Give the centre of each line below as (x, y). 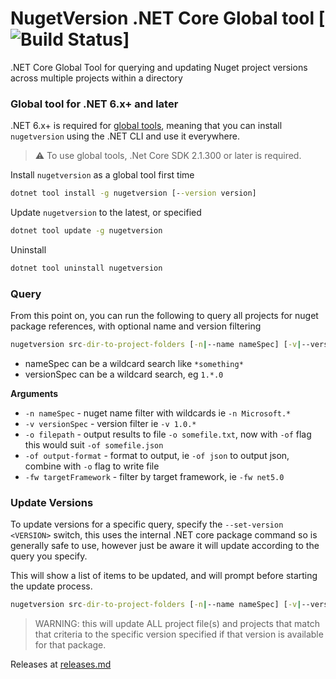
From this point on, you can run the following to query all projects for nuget (164, 316)
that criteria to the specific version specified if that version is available (179, 634)
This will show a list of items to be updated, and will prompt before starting (164, 576)
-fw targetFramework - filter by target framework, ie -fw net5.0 (154, 477)
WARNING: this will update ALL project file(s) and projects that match (177, 624)
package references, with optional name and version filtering (136, 326)
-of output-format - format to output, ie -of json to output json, (157, 456)
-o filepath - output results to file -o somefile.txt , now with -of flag (168, 434)
